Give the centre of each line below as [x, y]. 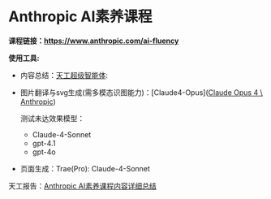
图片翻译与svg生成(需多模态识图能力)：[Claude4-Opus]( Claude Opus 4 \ [142, 92]
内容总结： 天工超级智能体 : [64, 75]
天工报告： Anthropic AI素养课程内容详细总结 [82, 186]
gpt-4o [44, 152]
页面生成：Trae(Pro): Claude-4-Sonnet [85, 168]
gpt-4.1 [44, 143]
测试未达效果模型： [52, 118]
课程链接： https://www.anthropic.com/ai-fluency [94, 41]
